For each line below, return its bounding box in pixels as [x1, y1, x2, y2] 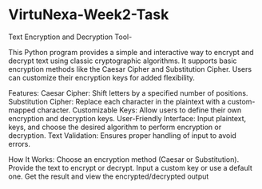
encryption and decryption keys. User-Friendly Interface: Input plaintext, [8, 113, 247, 123]
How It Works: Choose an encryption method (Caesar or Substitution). [8, 154, 240, 164]
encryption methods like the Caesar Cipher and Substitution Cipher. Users [8, 64, 252, 73]
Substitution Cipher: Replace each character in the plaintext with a [8, 96, 226, 106]
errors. [8, 139, 30, 148]
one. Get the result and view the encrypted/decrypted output [8, 171, 209, 181]
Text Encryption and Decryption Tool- [8, 32, 133, 41]
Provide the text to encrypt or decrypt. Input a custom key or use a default [8, 163, 253, 172]
